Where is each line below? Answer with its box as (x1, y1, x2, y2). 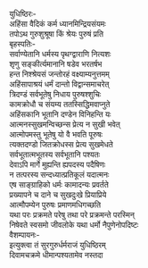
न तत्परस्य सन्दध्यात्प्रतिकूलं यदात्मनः (9, 170, 110, 180)
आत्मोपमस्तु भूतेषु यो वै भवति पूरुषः (9, 130, 103, 139)
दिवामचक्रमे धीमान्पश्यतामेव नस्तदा (9, 250, 103, 260)
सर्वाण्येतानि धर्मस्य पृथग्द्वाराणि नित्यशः (9, 49, 111, 59)
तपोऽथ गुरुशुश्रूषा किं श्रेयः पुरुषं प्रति (9, 29, 104, 39)
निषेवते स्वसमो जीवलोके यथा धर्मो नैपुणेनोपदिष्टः (9, 220, 139, 230)
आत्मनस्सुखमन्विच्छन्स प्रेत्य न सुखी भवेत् (9, 119, 120, 130)
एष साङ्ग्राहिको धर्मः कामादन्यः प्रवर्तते (9, 180, 109, 189)
